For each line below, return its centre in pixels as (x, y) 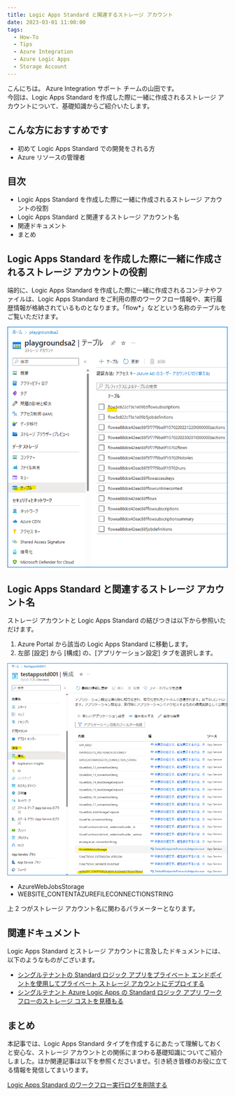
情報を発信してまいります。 (52, 1069)
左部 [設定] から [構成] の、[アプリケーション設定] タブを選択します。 (117, 653)
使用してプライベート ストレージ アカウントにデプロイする (120, 984)
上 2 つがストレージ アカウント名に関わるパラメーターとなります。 (103, 909)
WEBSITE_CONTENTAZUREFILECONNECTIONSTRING (95, 894)
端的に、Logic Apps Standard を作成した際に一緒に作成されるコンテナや (112, 290)
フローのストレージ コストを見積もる (70, 1001)
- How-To (26, 37)
